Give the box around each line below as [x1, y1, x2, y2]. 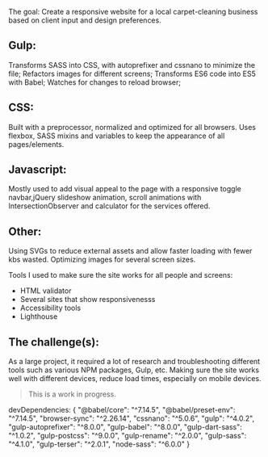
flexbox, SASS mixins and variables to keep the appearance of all [8, 131, 225, 140]
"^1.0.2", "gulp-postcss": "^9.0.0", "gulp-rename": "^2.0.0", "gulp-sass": [8, 431, 247, 441]
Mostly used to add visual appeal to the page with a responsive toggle [8, 184, 242, 194]
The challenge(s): [8, 335, 99, 349]
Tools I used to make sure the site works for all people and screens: [8, 270, 233, 280]
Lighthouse [19, 312, 58, 321]
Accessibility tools [19, 303, 82, 313]
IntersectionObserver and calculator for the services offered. [8, 201, 211, 211]
